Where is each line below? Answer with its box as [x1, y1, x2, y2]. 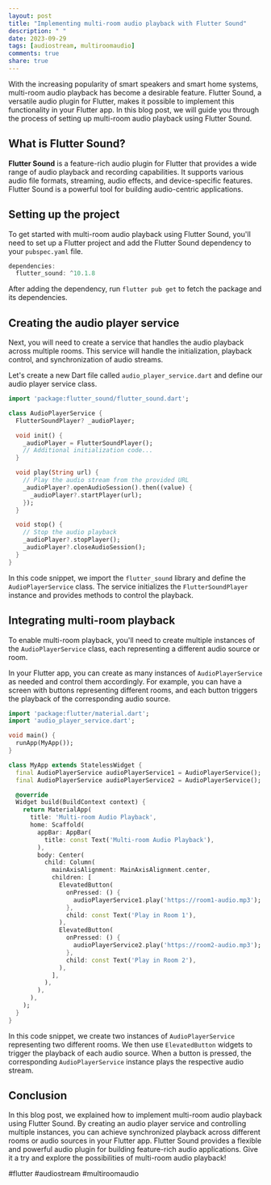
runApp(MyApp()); [15, 739, 74, 747]
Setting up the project [8, 208, 120, 222]
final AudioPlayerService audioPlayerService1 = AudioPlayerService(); [15, 768, 262, 777]
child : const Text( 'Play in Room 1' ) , [65, 911, 197, 919]
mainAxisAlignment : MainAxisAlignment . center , [51, 866, 211, 874]
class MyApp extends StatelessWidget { [8, 761, 143, 769]
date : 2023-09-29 [8, 34, 67, 43]
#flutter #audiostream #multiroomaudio [8, 1169, 140, 1179]
